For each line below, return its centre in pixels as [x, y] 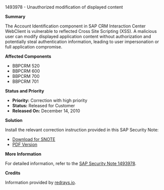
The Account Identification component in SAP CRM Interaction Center [75, 26]
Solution [14, 120]
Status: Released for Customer [43, 106]
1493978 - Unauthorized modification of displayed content [64, 7]
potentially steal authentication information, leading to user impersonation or [82, 42]
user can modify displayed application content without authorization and [78, 36]
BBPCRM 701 [25, 81]
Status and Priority [25, 91]
